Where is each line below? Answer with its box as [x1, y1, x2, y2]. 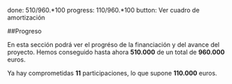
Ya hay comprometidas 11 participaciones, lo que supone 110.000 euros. [7, 69, 218, 77]
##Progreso [7, 27, 42, 35]
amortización [7, 13, 46, 22]
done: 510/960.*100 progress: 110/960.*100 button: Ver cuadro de [7, 6, 200, 14]
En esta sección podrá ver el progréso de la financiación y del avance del [7, 41, 220, 48]
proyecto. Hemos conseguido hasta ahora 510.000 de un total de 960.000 [7, 48, 225, 56]
